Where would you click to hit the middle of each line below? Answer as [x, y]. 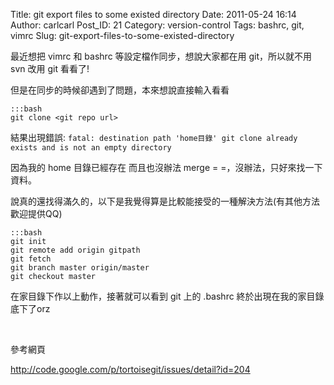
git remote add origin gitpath [75, 250]
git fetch [31, 259]
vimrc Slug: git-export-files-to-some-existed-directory [122, 35]
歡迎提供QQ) [36, 213]
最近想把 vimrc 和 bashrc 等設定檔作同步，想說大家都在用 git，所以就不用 [161, 56]
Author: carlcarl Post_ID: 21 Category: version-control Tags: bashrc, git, [157, 25]
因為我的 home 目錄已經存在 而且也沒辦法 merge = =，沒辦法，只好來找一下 [166, 167]
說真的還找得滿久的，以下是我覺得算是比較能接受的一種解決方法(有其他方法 [165, 201]
